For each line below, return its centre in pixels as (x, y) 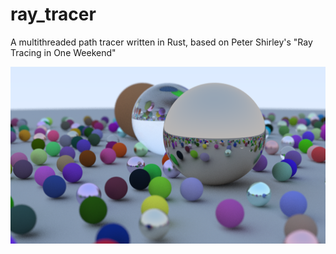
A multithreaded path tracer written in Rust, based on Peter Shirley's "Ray (161, 42)
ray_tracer (53, 14)
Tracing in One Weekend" (63, 52)
